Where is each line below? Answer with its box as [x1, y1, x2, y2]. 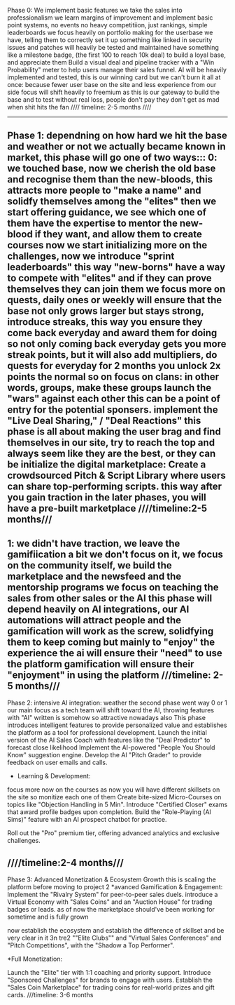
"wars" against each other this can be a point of [7, 393, 220, 405]
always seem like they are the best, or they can [7, 448, 216, 460]
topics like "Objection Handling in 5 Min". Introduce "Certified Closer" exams [7, 800, 228, 809]
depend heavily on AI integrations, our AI [7, 603, 190, 615]
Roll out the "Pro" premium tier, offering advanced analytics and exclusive [7, 829, 220, 837]
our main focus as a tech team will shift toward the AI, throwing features [7, 706, 215, 714]
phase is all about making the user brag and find [7, 426, 222, 438]
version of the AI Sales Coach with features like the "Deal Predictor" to [7, 736, 211, 745]
